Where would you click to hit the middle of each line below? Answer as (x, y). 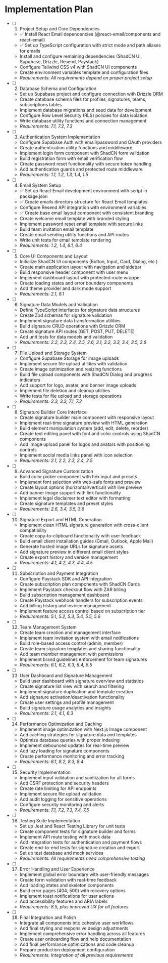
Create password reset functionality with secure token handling (86, 163)
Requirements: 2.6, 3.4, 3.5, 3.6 (52, 509)
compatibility (33, 530)
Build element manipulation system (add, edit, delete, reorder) (84, 428)
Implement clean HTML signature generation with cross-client (84, 525)
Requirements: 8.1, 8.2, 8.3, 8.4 (51, 761)
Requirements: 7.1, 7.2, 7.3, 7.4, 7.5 (54, 810)
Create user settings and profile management (67, 702)
